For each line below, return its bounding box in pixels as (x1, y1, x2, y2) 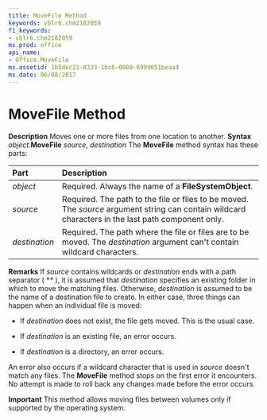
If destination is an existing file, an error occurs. (19, 331, 176, 340)
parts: (8, 148, 28, 157)
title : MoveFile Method (8, 11, 87, 20)
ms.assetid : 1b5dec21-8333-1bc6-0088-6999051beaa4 (8, 64, 180, 72)
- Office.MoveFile (8, 56, 69, 64)
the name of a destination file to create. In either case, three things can (8, 292, 241, 301)
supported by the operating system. (8, 402, 126, 412)
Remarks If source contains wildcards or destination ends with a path (8, 266, 237, 276)
